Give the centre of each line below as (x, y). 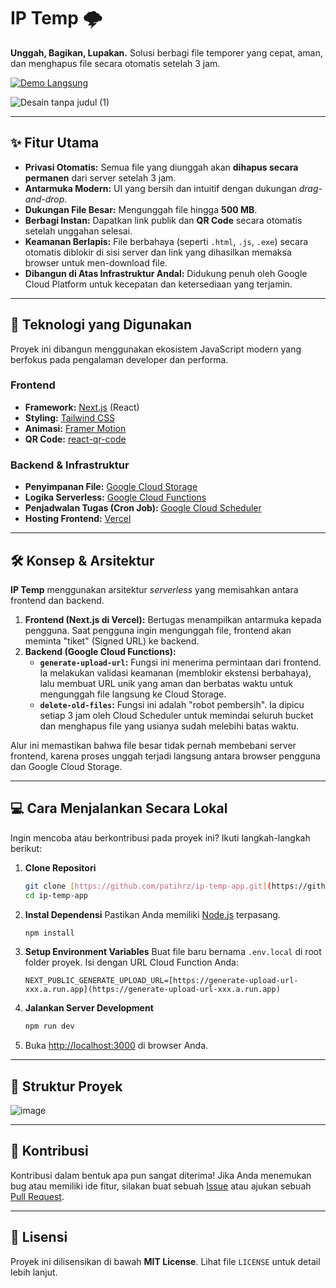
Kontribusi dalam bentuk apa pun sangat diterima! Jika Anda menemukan (161, 1175)
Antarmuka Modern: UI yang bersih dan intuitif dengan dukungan (160, 188)
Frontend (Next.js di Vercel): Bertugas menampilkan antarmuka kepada (173, 619)
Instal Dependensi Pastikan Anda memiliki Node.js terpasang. (152, 914)
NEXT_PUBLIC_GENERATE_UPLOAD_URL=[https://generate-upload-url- (161, 981)
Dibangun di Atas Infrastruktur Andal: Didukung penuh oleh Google (166, 273)
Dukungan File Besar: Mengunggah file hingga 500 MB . (141, 209)
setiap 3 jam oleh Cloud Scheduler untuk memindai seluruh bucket (176, 715)
